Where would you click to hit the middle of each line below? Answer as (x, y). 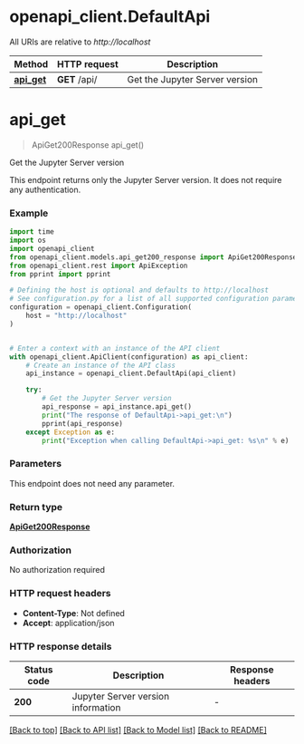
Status (38, 670)
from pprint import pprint (60, 274)
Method (31, 63)
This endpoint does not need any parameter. (92, 483)
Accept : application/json (68, 623)
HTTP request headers (60, 594)
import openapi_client (52, 248)
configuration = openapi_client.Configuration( (101, 307)
